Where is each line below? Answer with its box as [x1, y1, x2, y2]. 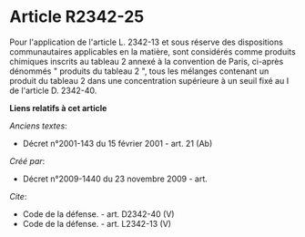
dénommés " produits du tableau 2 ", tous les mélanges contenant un [9, 66, 269, 77]
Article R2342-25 [9, 6, 145, 27]
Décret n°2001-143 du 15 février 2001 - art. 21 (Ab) [22, 138, 213, 149]
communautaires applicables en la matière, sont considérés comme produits [9, 46, 296, 57]
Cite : [9, 191, 27, 201]
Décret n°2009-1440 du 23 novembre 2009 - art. [22, 173, 208, 184]
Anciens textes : [9, 120, 68, 131]
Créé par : [9, 155, 46, 166]
